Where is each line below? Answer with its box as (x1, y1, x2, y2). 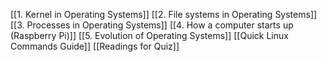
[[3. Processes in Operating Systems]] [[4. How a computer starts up (10, 19, 294, 31)
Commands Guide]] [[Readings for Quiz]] (10, 40, 180, 52)
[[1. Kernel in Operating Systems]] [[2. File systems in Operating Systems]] (10, 9, 318, 20)
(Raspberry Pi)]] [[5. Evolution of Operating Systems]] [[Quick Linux (10, 30, 289, 41)
